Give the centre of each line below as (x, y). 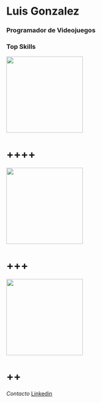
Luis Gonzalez (43, 11)
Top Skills (21, 47)
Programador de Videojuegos (51, 30)
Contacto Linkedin (30, 394)
